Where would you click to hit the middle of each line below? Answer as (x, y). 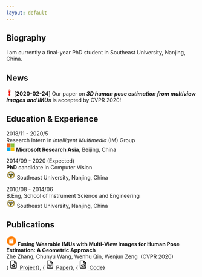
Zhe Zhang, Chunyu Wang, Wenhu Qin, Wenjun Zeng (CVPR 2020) (90, 256)
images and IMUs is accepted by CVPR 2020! (64, 100)
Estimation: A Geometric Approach (51, 250)
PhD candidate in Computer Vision (49, 168)
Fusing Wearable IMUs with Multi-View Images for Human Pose (99, 244)
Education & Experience (52, 119)
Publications (31, 225)
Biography (26, 38)
